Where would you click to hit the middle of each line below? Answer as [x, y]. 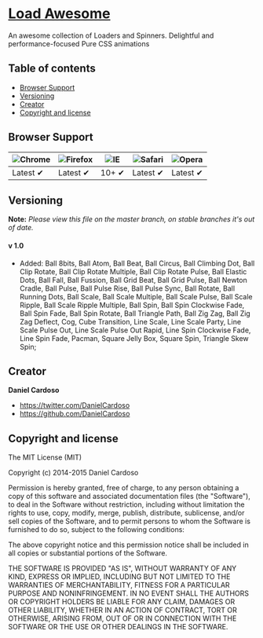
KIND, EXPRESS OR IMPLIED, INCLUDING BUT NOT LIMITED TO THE [119, 577]
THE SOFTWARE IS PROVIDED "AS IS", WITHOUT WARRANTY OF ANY [122, 568]
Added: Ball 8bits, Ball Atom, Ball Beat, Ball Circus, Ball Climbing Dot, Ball [137, 263]
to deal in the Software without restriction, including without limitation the [126, 504]
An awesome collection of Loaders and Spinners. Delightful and [111, 35]
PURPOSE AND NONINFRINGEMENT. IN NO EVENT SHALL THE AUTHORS [129, 593]
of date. [21, 228]
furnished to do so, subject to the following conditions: [96, 530]
